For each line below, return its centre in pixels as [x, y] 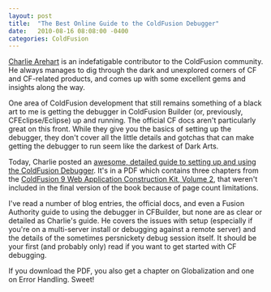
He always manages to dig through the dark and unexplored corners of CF [133, 71]
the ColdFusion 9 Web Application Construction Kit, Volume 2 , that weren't [133, 179]
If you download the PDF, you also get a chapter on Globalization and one [131, 271]
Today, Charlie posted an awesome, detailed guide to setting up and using [133, 162]
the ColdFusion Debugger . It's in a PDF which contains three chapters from [133, 170]
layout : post [30, 16]
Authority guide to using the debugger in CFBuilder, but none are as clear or [135, 213]
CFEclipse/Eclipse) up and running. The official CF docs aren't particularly [132, 120]
